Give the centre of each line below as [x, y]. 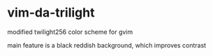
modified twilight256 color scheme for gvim [70, 32]
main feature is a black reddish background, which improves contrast [107, 45]
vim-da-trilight [51, 13]
